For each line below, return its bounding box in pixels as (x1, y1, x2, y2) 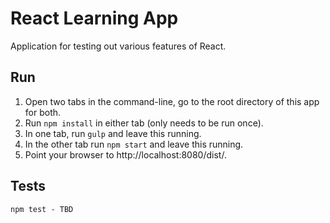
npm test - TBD (10, 204, 74, 214)
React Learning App (10, 7, 179, 30)
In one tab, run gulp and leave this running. (24, 127, 202, 139)
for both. (24, 106, 62, 118)
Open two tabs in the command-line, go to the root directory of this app (24, 95, 320, 107)
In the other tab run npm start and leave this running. (24, 138, 244, 150)
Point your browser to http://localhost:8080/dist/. (24, 148, 227, 161)
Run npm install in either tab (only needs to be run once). (24, 117, 264, 129)
